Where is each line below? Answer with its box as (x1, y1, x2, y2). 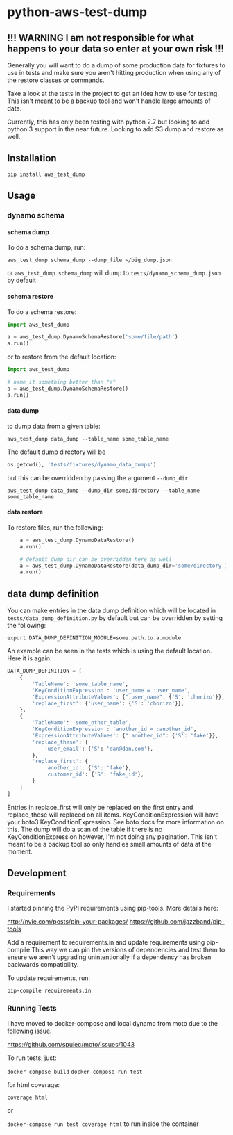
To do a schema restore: (7, 307, 77, 316)
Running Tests (7, 1004, 57, 1013)
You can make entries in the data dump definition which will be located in (7, 606, 216, 615)
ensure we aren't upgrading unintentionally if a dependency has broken (7, 953, 212, 961)
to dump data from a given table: (7, 422, 101, 430)
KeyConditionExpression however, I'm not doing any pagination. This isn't (7, 832, 217, 841)
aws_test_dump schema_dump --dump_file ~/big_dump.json (7, 256, 172, 264)
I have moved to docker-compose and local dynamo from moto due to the (7, 1019, 218, 1027)
